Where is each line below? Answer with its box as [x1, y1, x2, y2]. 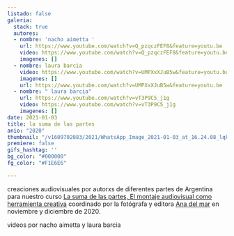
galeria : [7, 17, 33, 24]
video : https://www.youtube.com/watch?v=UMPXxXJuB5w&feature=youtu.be [19, 68, 229, 75]
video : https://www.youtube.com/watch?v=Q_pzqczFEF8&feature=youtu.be [19, 50, 229, 57]
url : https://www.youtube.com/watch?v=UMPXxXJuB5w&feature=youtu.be [19, 82, 223, 89]
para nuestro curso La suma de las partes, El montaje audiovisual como [7, 192, 212, 200]
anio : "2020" [7, 127, 45, 134]
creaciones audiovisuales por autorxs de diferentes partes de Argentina [7, 184, 213, 193]
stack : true [13, 23, 49, 30]
